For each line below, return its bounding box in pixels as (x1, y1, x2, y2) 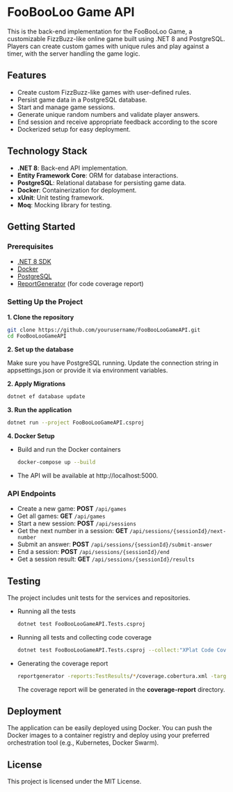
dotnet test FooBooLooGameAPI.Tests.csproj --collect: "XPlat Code (17, 647, 214, 654)
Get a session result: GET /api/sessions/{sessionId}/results (17, 555, 195, 564)
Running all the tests (17, 607, 77, 616)
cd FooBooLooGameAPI (7, 333, 67, 340)
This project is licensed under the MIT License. (7, 777, 142, 786)
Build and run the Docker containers (17, 445, 121, 454)
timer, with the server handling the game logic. (7, 49, 140, 58)
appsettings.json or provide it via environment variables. (7, 366, 168, 374)
